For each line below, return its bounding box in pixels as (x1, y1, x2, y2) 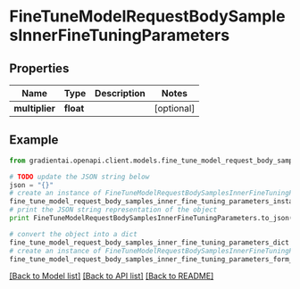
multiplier (13, 103, 56, 114)
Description (95, 87, 146, 99)
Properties (9, 61, 70, 76)
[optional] (154, 103, 196, 114)
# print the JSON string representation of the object (9, 205, 218, 215)
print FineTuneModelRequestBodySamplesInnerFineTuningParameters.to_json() (9, 214, 297, 223)
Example (9, 132, 59, 148)
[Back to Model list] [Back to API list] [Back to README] (9, 270, 214, 282)
